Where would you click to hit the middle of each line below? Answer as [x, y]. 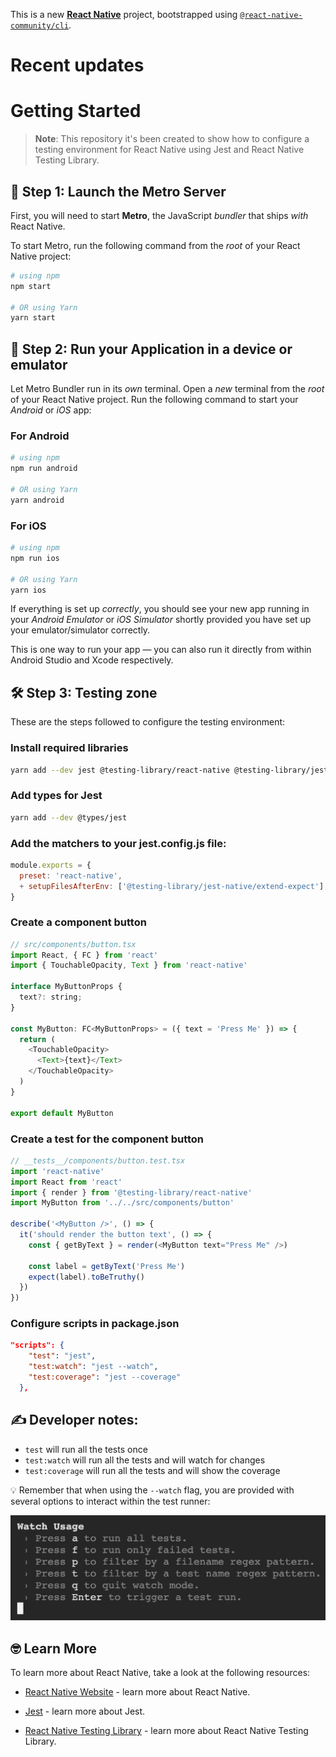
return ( [37, 1039]
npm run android [44, 469]
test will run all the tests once [86, 1449]
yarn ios [28, 590]
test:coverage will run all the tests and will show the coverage [152, 1470]
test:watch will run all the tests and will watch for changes [145, 1460]
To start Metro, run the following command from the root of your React [155, 245]
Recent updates [77, 65]
